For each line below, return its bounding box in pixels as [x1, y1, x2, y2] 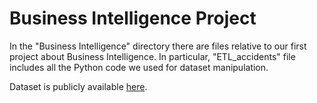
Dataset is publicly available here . [9, 80, 148, 92]
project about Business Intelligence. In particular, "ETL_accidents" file [9, 50, 296, 62]
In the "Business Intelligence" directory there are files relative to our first [9, 40, 307, 52]
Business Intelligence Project [9, 7, 257, 30]
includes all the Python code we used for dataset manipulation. [9, 61, 269, 73]
